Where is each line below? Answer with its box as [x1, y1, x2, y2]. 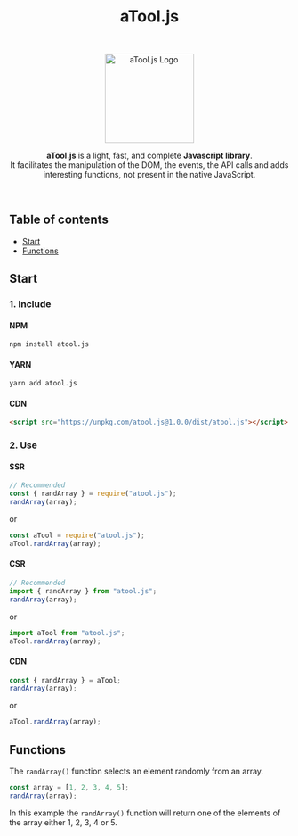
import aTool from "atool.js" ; [9, 628, 125, 637]
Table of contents [9, 212, 109, 228]
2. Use [9, 439, 38, 451]
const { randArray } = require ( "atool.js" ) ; [9, 489, 177, 499]
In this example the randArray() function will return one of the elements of [9, 807, 281, 818]
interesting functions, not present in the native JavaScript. [43, 169, 256, 179]
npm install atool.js [9, 340, 90, 349]
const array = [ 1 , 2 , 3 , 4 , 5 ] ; [9, 783, 129, 792]
